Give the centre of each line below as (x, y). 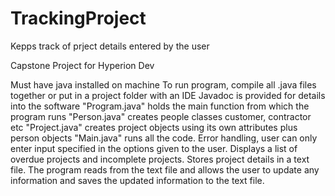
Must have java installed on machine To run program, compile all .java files (163, 84)
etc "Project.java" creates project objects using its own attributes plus (154, 127)
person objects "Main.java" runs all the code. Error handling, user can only (164, 138)
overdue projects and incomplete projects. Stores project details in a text (160, 159)
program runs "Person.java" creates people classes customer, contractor (161, 116)
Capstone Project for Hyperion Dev (82, 65)
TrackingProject (78, 18)
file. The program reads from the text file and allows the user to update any (165, 169)
